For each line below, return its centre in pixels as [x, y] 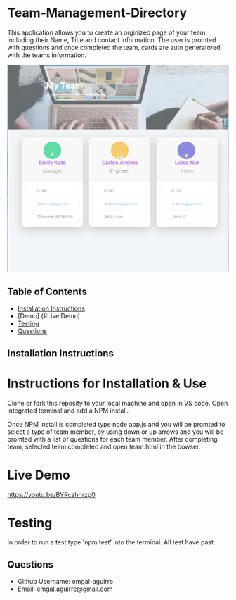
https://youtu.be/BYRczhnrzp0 [52, 494]
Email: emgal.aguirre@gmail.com [65, 589]
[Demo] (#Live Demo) [49, 316]
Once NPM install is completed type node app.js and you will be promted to [116, 424]
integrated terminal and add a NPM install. [68, 411]
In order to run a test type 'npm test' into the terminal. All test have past [111, 542]
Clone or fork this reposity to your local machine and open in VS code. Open [118, 403]
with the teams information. [47, 55]
